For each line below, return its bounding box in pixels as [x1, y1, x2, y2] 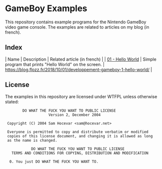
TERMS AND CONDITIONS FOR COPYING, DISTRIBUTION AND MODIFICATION [11, 151, 149, 155]
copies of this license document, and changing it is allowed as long [7, 134, 153, 138]
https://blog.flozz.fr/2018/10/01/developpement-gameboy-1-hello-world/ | [5, 67, 152, 72]
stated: [5, 99, 19, 104]
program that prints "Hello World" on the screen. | [5, 61, 105, 67]
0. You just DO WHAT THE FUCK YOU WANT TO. [9, 159, 98, 164]
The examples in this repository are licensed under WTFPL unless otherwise [5, 93, 158, 100]
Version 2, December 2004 [48, 112, 101, 117]
